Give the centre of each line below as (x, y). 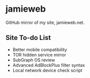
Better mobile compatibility (40, 49)
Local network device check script (47, 70)
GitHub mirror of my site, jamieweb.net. (45, 22)
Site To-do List (28, 38)
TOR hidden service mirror (39, 55)
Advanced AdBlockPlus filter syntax (49, 65)
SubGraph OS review (34, 60)
